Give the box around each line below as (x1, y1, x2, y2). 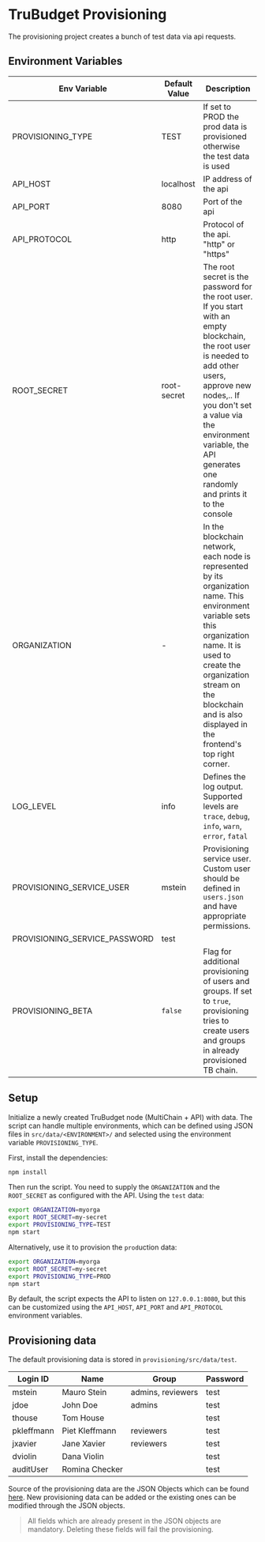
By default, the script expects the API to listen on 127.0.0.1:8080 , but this (8, 1294, 247, 1303)
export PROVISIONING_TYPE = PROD (8, 1272, 111, 1280)
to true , (203, 995, 231, 1006)
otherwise (203, 141, 241, 152)
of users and (203, 975, 250, 986)
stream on (203, 679, 241, 690)
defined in (203, 883, 241, 894)
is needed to (203, 350, 249, 361)
